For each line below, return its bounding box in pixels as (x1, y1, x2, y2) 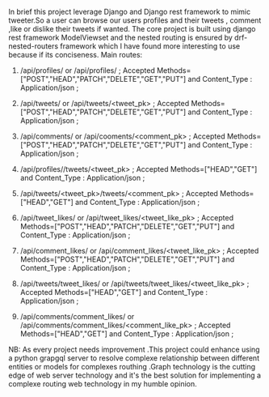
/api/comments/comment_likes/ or (19, 312, 135, 321)
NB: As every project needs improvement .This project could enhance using (8, 344, 260, 354)
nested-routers (8, 41, 59, 51)
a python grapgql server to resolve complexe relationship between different (8, 353, 260, 363)
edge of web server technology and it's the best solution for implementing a (8, 370, 261, 380)
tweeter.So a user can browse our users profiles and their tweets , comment (8, 15, 262, 25)
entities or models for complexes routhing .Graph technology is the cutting (8, 362, 256, 371)
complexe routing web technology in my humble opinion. (8, 379, 198, 388)
